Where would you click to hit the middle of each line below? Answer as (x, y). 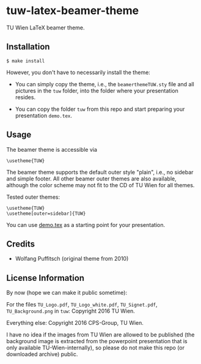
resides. (25, 97)
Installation (28, 47)
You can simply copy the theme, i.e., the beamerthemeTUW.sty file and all (104, 84)
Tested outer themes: (33, 197)
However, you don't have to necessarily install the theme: (79, 72)
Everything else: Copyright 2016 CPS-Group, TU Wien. (75, 323)
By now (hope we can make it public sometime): (67, 293)
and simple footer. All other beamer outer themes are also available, (91, 179)
